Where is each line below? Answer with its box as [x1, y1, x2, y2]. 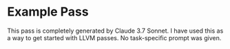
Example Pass [7, 4, 89, 20]
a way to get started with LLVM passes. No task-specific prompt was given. [7, 33, 222, 42]
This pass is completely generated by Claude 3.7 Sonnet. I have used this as [7, 27, 224, 35]
